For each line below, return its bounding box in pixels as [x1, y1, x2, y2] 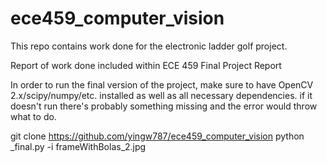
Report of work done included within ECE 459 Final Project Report [10, 59, 282, 71]
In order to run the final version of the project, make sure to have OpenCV [10, 78, 314, 91]
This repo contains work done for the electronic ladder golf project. [10, 40, 288, 52]
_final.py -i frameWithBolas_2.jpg [10, 140, 147, 152]
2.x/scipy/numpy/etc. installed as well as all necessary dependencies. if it [10, 89, 313, 101]
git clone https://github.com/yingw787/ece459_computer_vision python [10, 130, 305, 142]
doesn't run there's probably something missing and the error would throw [10, 100, 318, 112]
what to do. [10, 110, 57, 122]
